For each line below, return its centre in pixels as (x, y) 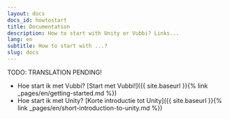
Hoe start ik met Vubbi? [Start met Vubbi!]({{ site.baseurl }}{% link (112, 86)
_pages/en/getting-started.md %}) (67, 93)
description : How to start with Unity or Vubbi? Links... (93, 33)
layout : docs (26, 14)
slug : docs (23, 53)
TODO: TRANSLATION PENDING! (55, 72)
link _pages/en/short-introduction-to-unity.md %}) (90, 108)
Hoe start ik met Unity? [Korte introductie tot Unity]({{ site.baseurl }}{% (119, 100)
